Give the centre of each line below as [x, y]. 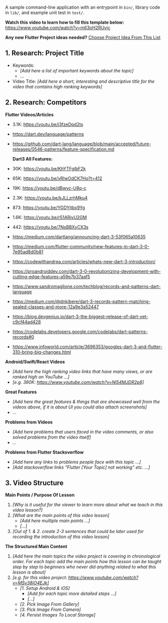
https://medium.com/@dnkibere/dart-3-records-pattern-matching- [81, 301]
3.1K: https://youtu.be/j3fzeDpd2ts [48, 124]
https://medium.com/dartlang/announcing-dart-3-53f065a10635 [79, 237]
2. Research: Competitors [46, 102]
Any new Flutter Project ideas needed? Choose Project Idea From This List [83, 37]
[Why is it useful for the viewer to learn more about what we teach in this [87, 505]
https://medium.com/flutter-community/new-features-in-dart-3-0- [81, 246]
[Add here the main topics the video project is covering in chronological [86, 556]
